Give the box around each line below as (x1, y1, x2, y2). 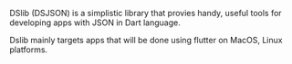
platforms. (9, 44, 48, 55)
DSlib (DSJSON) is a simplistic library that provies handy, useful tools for (9, 8, 282, 18)
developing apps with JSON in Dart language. (9, 17, 181, 28)
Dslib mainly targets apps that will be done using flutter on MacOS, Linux (9, 35, 283, 45)
